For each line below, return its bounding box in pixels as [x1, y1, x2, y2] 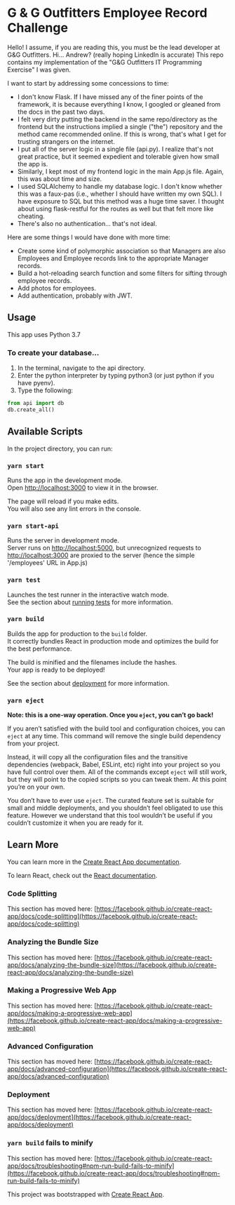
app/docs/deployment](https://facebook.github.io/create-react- [7, 1113, 192, 1121]
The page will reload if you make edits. [7, 497, 119, 505]
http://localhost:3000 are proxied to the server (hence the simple [7, 551, 195, 559]
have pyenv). [17, 379, 55, 387]
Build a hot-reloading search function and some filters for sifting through [17, 269, 227, 277]
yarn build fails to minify [7, 1138, 93, 1148]
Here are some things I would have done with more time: [7, 233, 170, 241]
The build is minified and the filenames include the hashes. [7, 658, 177, 666]
